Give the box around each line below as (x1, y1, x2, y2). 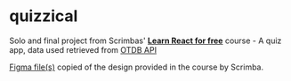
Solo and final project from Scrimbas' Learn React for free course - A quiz (9, 35, 282, 46)
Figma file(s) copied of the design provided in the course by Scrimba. (9, 62, 264, 72)
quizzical (9, 6, 78, 26)
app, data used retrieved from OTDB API (9, 44, 158, 55)
